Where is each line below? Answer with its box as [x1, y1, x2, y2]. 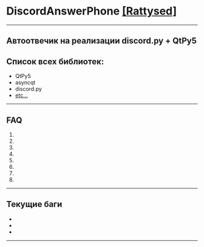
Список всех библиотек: [6, 56, 104, 67]
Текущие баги [6, 199, 63, 209]
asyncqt [15, 79, 36, 86]
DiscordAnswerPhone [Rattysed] [6, 4, 177, 18]
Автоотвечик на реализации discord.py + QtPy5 [6, 36, 197, 46]
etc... [15, 92, 29, 99]
